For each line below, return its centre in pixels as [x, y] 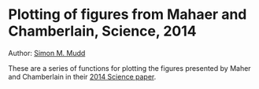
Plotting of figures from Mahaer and [128, 15]
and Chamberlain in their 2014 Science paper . [82, 76]
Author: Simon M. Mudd [47, 53]
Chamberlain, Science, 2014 [102, 31]
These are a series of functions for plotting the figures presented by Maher [129, 68]
